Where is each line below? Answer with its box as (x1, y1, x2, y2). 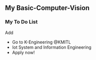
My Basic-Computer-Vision (5, 4, 90, 12)
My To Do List (5, 19, 38, 25)
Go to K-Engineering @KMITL (12, 39, 71, 45)
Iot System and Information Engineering (12, 44, 92, 50)
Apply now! (12, 49, 35, 55)
